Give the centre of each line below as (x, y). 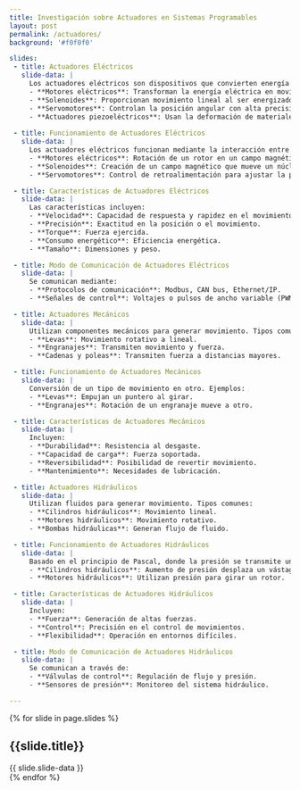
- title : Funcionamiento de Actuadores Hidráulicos (111, 545)
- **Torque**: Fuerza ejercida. (89, 232)
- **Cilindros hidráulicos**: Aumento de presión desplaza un (147, 570)
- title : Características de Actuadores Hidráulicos (113, 595)
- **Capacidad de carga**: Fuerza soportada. (115, 454)
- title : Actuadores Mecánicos (71, 314)
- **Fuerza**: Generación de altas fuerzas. (113, 619)
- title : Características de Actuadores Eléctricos (111, 191)
